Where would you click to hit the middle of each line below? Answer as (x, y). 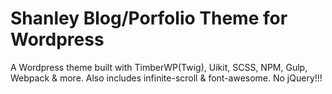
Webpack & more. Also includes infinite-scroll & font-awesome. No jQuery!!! (166, 78)
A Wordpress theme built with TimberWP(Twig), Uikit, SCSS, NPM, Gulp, (159, 67)
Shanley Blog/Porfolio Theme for (149, 18)
